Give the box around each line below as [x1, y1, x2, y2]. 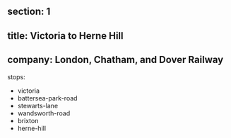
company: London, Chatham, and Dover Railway [7, 54, 224, 66]
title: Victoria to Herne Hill [7, 30, 124, 42]
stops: [7, 72, 26, 81]
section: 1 [7, 6, 51, 18]
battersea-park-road [17, 93, 78, 102]
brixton [17, 116, 39, 125]
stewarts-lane [17, 101, 59, 110]
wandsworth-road [17, 109, 71, 117]
